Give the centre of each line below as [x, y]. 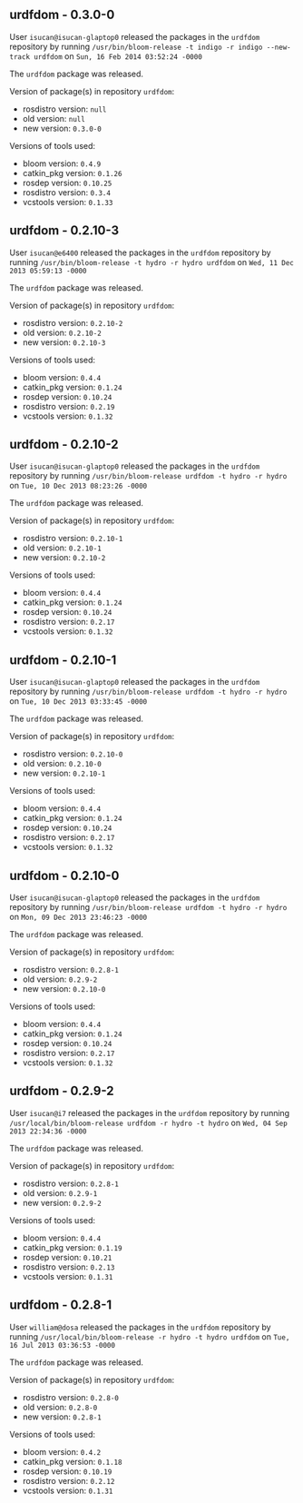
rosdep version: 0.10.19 [67, 1471]
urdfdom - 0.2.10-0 [64, 875]
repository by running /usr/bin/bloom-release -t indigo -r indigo [136, 46]
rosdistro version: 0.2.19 [68, 406]
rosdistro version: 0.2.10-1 [73, 539]
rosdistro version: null [64, 109]
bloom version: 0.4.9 [62, 163]
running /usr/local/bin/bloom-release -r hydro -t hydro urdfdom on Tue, [150, 1336]
